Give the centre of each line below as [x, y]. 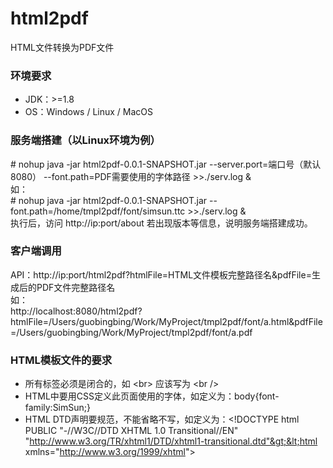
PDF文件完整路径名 [76, 287]
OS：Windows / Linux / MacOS [89, 112]
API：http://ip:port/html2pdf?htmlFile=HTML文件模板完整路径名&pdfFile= [161, 274]
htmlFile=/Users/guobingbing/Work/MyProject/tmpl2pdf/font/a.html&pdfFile [166, 321]
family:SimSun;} [57, 408]
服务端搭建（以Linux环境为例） [85, 140]
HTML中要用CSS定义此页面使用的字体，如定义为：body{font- [152, 396]
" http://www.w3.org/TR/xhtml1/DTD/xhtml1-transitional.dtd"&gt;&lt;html [171, 441]
